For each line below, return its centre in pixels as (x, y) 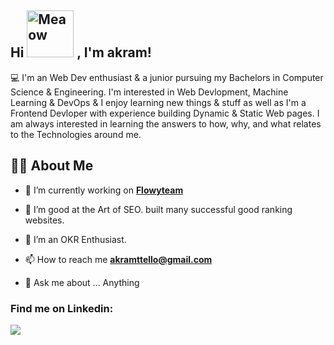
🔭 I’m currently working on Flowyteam (104, 190)
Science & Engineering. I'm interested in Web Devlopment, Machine (149, 92)
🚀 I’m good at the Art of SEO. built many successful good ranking (158, 209)
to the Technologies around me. (76, 134)
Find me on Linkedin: (62, 308)
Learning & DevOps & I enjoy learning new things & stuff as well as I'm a (158, 102)
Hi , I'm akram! (81, 52)
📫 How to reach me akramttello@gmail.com (118, 259)
